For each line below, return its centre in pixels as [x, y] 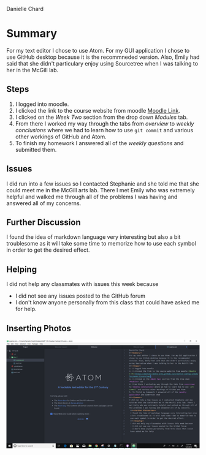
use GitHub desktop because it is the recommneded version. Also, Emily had [103, 57]
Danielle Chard [25, 9]
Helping [22, 269]
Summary [32, 34]
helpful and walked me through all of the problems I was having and [92, 197]
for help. [26, 309]
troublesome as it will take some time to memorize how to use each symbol [101, 244]
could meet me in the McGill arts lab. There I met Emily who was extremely [101, 190]
